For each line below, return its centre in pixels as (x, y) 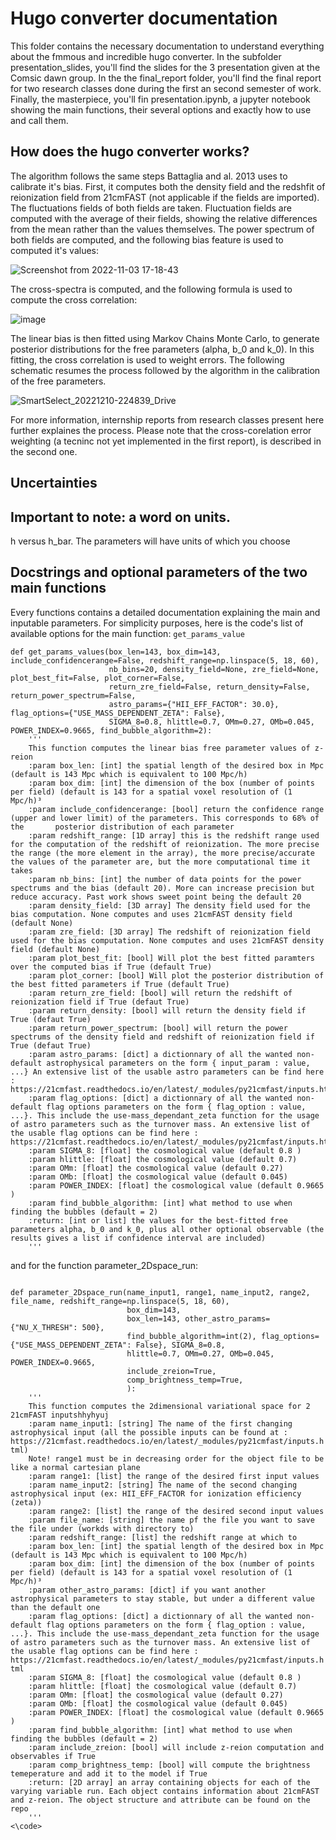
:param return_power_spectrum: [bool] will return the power (158, 1028)
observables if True (53, 1756)
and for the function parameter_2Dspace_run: (104, 1265)
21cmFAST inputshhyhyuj (60, 1415)
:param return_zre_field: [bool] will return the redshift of (160, 993)
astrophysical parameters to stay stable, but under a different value (162, 1598)
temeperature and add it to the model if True (109, 1773)
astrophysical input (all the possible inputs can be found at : (149, 1432)
